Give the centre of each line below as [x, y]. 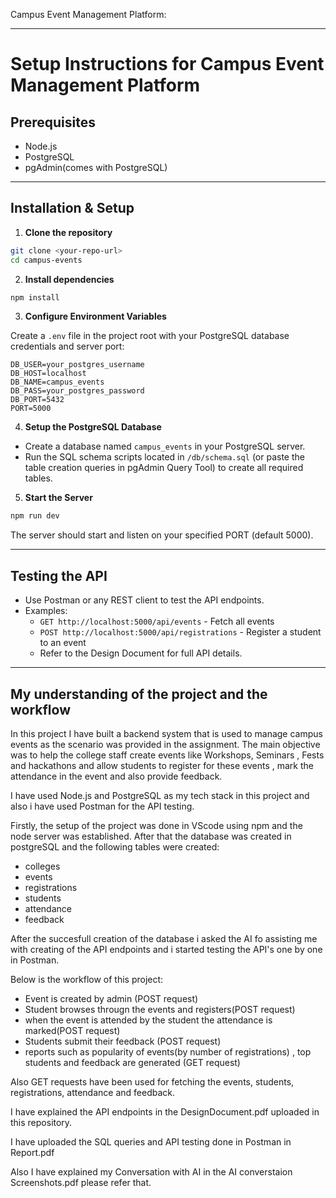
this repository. [41, 1122]
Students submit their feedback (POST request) [123, 1041]
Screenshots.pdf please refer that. [81, 1182]
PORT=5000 [31, 409]
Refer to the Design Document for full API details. [141, 653]
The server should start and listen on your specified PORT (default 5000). [162, 535]
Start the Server [58, 498]
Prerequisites [53, 122]
